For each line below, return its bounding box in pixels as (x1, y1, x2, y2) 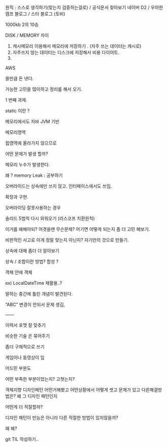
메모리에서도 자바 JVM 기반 (5, 119, 60, 124)
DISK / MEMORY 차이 (5, 32, 49, 38)
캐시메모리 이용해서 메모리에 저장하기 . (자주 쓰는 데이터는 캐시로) (12, 43, 142, 49)
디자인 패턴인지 (27, 393, 58, 399)
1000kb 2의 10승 (5, 22, 39, 27)
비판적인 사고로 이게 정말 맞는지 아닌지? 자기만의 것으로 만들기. (5, 237, 129, 243)
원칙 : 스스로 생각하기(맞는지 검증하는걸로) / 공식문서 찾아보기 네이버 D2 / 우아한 (5, 5, 163, 10)
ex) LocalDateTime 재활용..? (5, 280, 62, 286)
